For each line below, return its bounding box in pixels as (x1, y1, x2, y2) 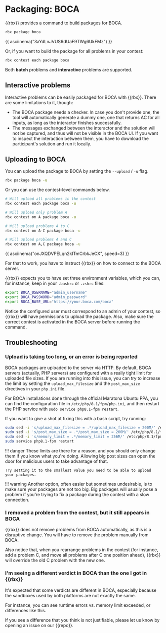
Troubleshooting (5, 338, 58, 347)
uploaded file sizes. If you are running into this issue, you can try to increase (5, 375, 161, 381)
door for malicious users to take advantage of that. (5, 458, 108, 464)
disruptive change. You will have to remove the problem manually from (5, 532, 149, 538)
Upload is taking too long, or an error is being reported (5, 353, 138, 360)
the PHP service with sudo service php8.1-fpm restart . (5, 406, 119, 412)
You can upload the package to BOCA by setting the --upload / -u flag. (5, 168, 149, 174)
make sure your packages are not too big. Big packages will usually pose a (5, 486, 157, 492)
